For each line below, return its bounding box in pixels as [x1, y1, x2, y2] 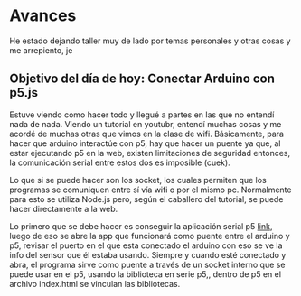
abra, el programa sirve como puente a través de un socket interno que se [9, 259, 286, 270]
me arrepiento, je [9, 44, 73, 55]
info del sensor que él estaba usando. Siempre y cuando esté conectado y [9, 249, 287, 260]
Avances [9, 5, 77, 26]
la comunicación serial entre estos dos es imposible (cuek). [9, 157, 230, 168]
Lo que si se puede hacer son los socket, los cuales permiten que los [9, 174, 267, 185]
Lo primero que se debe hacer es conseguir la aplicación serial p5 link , [9, 220, 273, 231]
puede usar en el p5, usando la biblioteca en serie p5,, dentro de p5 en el [9, 268, 282, 280]
